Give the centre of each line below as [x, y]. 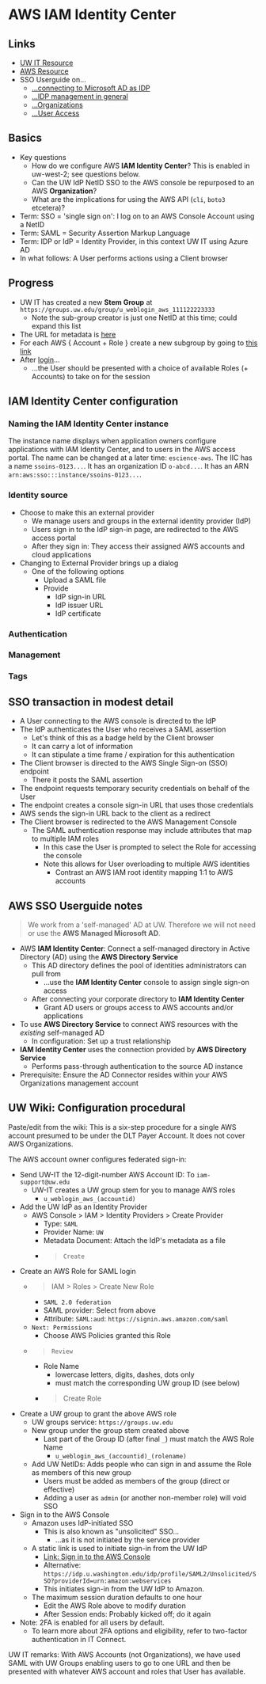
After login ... [40, 359]
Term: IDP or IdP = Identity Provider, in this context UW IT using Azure [134, 241]
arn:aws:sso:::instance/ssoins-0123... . [75, 475]
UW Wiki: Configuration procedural [97, 1108]
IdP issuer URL [79, 605]
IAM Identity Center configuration [93, 401]
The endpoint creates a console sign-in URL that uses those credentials [137, 805]
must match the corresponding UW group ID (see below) [148, 1382]
